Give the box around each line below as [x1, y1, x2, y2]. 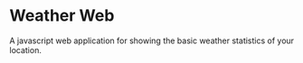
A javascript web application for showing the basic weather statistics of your [9, 35, 295, 46]
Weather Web [9, 5, 115, 26]
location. [9, 44, 43, 55]
